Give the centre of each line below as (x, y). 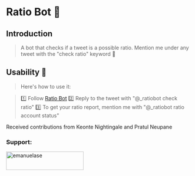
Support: (19, 142)
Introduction (29, 34)
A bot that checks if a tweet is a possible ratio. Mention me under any (105, 48)
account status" (40, 115)
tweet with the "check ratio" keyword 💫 (68, 54)
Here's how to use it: (46, 86)
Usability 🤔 (27, 72)
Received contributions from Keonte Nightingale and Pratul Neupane (89, 127)
